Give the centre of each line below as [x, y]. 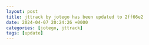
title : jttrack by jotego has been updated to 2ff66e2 [75, 17]
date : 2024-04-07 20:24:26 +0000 [47, 22]
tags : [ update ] [25, 33]
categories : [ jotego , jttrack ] [44, 28]
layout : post [22, 11]
